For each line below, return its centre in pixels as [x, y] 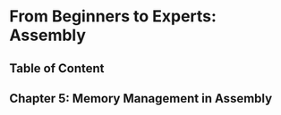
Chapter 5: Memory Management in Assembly [141, 99]
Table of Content [57, 68]
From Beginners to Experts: [113, 16]
